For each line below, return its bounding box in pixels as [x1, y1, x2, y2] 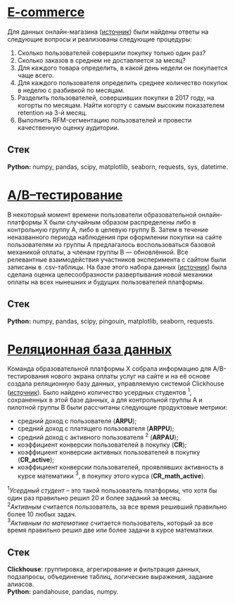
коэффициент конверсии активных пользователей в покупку [17, 448, 201, 456]
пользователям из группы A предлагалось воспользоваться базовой [7, 240, 216, 248]
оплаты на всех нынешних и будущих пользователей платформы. [7, 277, 205, 286]
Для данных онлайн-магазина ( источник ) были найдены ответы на [7, 27, 209, 36]
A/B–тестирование [7, 187, 123, 203]
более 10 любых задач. [7, 509, 77, 518]
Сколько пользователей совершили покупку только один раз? [17, 49, 206, 57]
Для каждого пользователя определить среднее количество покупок [17, 78, 228, 87]
